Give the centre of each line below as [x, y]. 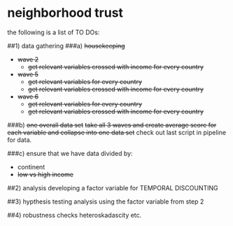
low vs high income [45, 174]
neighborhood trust [65, 13]
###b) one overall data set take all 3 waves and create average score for [112, 125]
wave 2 [28, 59]
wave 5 [28, 74]
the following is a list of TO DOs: [54, 32]
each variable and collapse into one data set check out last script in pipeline [116, 132]
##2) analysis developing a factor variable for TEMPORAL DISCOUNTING [113, 188]
